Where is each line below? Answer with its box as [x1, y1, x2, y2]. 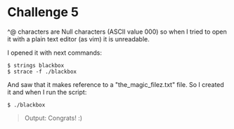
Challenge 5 [7, 4, 79, 20]
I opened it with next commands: [7, 48, 102, 57]
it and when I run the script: [7, 88, 87, 96]
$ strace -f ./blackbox [7, 68, 77, 75]
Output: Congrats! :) [24, 114, 83, 122]
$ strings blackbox [7, 62, 65, 69]
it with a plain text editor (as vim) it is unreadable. [7, 34, 150, 43]
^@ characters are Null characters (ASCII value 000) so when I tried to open [7, 27, 227, 36]
